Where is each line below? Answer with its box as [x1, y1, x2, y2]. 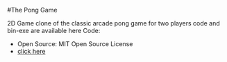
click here [17, 48, 46, 55]
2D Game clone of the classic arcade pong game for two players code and [7, 19, 220, 27]
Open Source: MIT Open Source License [17, 40, 133, 48]
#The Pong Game [7, 6, 58, 14]
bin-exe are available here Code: [7, 27, 101, 34]
